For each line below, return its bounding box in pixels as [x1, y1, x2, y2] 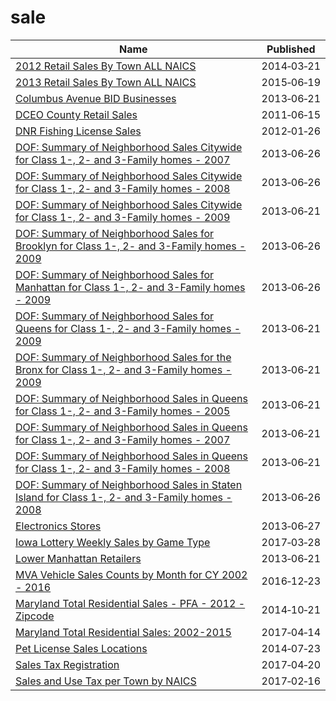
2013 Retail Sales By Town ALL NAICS [15, 75, 197, 89]
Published [266, 42, 316, 56]
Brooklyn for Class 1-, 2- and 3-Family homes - [15, 239, 247, 253]
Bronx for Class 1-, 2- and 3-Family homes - [15, 362, 232, 376]
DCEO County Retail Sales [15, 107, 138, 121]
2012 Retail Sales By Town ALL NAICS [15, 59, 197, 73]
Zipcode [15, 609, 55, 623]
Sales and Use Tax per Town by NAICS [15, 674, 197, 688]
